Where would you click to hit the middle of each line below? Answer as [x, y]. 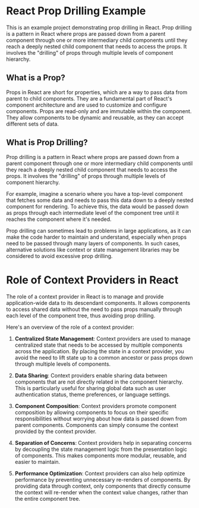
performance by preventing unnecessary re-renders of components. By [102, 479]
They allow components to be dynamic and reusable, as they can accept [95, 117]
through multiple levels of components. [63, 364]
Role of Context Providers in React [92, 280]
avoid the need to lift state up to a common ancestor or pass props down [104, 357]
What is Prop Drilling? [47, 143]
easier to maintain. [37, 462]
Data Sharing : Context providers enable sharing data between [91, 375]
